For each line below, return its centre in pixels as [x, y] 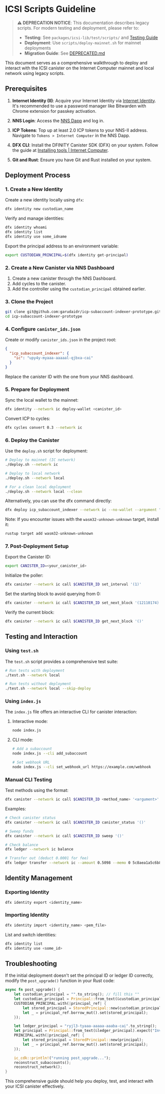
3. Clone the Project [29, 302]
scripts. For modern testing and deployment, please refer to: [78, 28]
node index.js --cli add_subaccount [50, 753]
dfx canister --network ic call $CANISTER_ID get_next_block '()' [74, 621]
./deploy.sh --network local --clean [44, 491]
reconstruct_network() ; [38, 1067]
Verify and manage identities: [35, 218]
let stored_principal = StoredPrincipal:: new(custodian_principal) [93, 1008]
